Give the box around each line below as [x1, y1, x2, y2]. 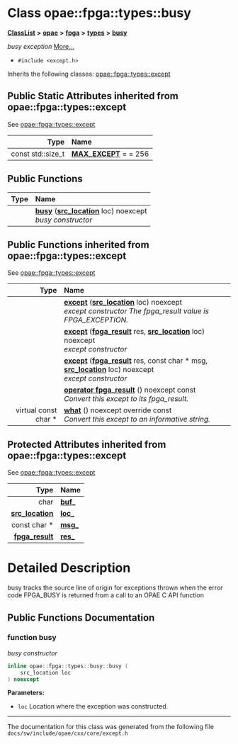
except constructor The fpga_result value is [63, 306, 209, 316]
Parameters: [7, 689, 45, 697]
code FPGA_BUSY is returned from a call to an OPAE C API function [7, 591, 204, 599]
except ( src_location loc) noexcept [63, 298, 183, 308]
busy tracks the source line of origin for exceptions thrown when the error [7, 583, 223, 592]
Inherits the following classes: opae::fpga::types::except [7, 69, 171, 78]
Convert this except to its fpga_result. [63, 394, 189, 404]
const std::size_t [11, 149, 65, 159]
